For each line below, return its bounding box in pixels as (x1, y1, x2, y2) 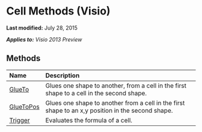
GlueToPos (9, 102, 40, 111)
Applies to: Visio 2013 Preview (6, 36, 82, 43)
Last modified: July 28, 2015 (6, 24, 78, 31)
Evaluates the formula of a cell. (45, 116, 133, 124)
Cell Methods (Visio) (6, 4, 111, 18)
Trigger (9, 116, 30, 124)
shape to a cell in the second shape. (45, 89, 147, 97)
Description (45, 71, 80, 80)
